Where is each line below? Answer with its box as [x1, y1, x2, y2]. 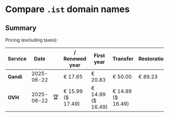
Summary [5, 24, 37, 32]
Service [8, 55, 27, 62]
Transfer [112, 55, 134, 62]
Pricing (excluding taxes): [5, 37, 58, 43]
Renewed [63, 55, 87, 62]
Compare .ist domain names [5, 4, 130, 15]
